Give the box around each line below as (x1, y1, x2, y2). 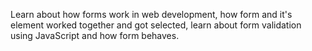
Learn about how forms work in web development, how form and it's (10, 9, 293, 20)
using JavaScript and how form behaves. (10, 30, 180, 41)
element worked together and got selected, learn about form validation (10, 19, 302, 31)
